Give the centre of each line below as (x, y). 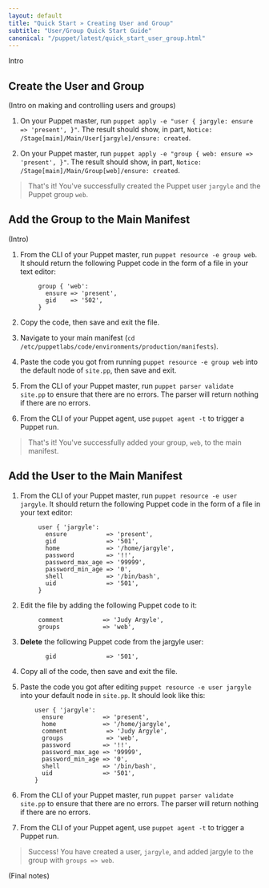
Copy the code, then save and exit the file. (90, 322)
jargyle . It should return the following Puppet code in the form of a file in (140, 504)
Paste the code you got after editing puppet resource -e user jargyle (136, 687)
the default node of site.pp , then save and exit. (98, 370)
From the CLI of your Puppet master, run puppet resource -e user (128, 495)
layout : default (35, 16)
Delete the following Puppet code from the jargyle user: (112, 641)
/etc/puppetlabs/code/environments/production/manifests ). (119, 346)
